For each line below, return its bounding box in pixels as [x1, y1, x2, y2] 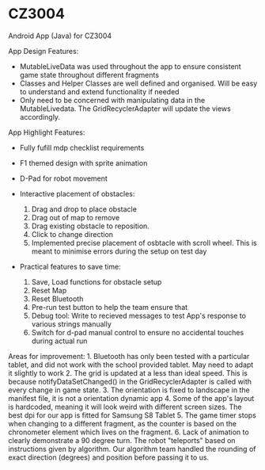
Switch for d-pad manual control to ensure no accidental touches [31, 327, 244, 337]
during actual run [31, 336, 88, 346]
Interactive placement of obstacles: [19, 189, 135, 198]
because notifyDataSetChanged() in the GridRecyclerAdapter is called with [8, 376, 252, 386]
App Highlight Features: [8, 128, 85, 137]
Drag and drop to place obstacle [31, 204, 137, 214]
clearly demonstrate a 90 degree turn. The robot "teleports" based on [8, 435, 236, 445]
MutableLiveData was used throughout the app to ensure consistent [19, 61, 241, 71]
